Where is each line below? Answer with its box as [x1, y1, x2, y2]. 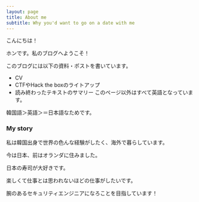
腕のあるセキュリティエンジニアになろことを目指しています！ [6, 189, 158, 197]
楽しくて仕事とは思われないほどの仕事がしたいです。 [6, 177, 136, 184]
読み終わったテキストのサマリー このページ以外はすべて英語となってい [14, 89, 188, 96]
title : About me [6, 14, 47, 20]
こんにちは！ [6, 37, 38, 44]
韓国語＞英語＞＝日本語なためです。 [6, 109, 95, 117]
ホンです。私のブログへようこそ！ [6, 50, 90, 57]
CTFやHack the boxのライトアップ [14, 81, 100, 88]
